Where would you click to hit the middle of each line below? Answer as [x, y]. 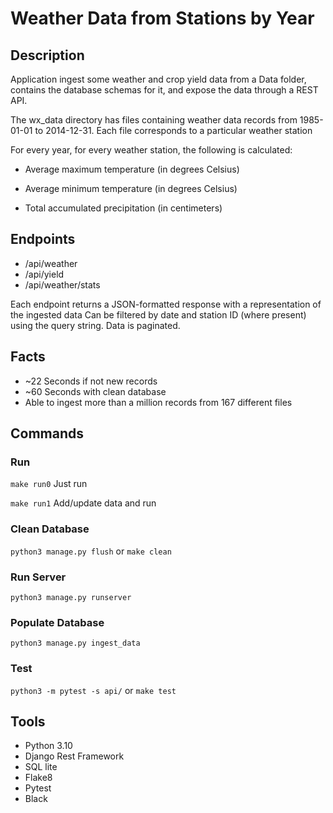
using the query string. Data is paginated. [95, 325]
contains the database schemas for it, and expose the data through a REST [164, 90]
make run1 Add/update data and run [83, 503]
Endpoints [43, 239]
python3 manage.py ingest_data [75, 643]
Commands [47, 433]
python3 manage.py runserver [71, 597]
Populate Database [57, 622]
